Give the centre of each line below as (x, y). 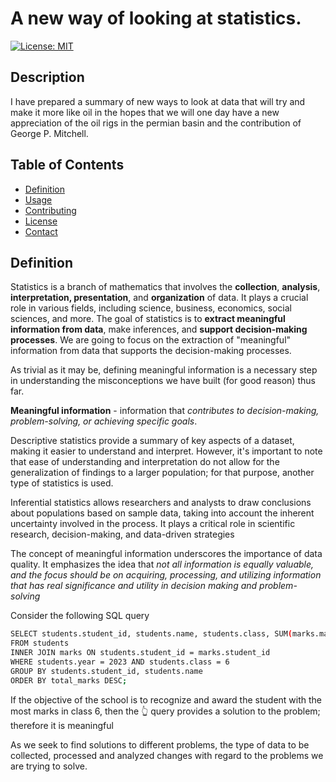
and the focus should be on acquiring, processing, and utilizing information (166, 575)
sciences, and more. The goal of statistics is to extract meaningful (148, 319)
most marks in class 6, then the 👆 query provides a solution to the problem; (165, 711)
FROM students (40, 643)
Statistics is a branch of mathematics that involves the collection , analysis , (165, 287)
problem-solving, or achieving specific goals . (104, 421)
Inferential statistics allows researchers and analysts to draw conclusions (161, 503)
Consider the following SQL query (80, 616)
